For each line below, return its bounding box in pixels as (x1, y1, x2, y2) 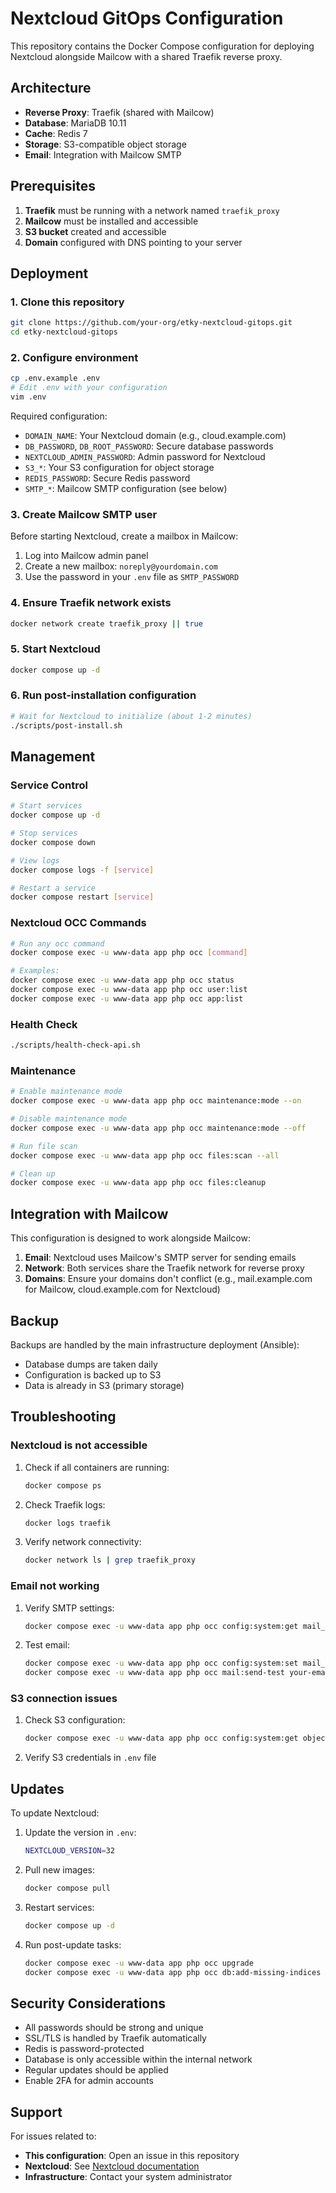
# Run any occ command (10, 938, 105, 949)
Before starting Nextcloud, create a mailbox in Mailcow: (10, 530, 239, 542)
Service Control (10, 778, 88, 792)
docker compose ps (24, 1480, 102, 1491)
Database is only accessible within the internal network (24, 2053, 253, 2066)
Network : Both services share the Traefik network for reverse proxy (24, 1262, 305, 1274)
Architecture (10, 80, 92, 97)
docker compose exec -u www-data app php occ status (10, 975, 235, 986)
